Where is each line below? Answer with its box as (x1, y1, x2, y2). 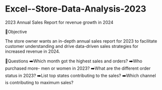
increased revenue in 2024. (5, 48, 60, 54)
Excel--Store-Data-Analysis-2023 (5, 3, 146, 15)
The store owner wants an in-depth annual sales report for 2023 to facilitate (5, 38, 157, 44)
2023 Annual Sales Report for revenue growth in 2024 (5, 19, 113, 25)
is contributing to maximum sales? (5, 79, 74, 85)
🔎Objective (5, 29, 27, 34)
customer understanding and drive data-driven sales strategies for (5, 43, 139, 49)
